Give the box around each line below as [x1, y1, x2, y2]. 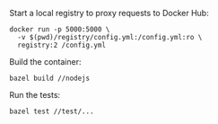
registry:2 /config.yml [17, 40, 106, 49]
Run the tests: [9, 90, 61, 100]
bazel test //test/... [9, 107, 94, 116]
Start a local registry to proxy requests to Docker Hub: [9, 8, 209, 18]
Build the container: [9, 57, 82, 66]
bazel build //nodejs [9, 74, 91, 83]
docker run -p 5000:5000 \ [9, 25, 110, 34]
